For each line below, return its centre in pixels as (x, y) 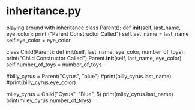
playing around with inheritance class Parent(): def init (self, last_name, (94, 27)
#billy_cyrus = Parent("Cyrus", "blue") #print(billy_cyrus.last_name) (89, 76)
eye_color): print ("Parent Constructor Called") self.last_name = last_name (97, 33)
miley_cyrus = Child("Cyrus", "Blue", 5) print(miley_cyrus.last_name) (90, 94)
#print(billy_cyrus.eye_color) (41, 82)
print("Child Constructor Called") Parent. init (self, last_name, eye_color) (94, 58)
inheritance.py (43, 11)
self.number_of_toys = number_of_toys (54, 65)
